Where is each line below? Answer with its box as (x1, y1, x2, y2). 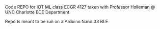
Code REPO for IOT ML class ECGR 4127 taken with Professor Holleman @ (5, 4, 156, 10)
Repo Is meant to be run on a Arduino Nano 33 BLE (5, 19, 108, 24)
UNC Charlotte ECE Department (5, 9, 70, 15)
